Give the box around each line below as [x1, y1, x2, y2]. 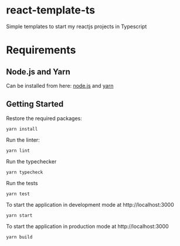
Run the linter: [6, 136, 40, 143]
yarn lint [6, 148, 30, 153]
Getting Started [6, 99, 64, 109]
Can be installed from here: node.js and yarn [6, 82, 114, 89]
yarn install [6, 126, 38, 132]
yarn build [6, 234, 33, 240]
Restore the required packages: [6, 115, 82, 122]
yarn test [6, 191, 30, 197]
